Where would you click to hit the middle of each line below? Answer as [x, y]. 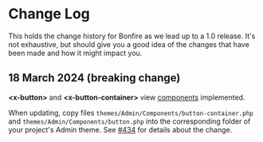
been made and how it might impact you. [75, 53]
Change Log [49, 14]
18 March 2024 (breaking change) [94, 78]
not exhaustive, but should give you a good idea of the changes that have [129, 44]
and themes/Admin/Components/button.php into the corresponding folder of [130, 121]
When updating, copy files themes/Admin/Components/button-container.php [131, 112]
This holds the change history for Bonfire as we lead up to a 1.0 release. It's [132, 36]
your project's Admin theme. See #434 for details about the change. [120, 129]
